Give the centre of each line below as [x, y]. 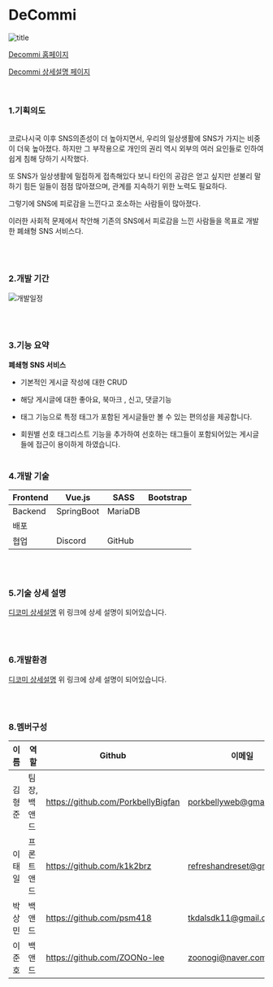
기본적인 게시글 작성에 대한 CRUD [74, 382]
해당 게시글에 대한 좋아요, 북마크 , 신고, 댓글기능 [96, 399]
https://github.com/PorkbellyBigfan [113, 802]
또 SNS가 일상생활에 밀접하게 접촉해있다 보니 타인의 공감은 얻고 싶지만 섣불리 [131, 176]
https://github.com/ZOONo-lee [105, 958]
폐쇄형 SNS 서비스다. [50, 231]
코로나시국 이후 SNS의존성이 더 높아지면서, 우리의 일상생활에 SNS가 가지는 [127, 138]
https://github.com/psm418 [99, 918]
